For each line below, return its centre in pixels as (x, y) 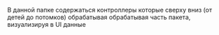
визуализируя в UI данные (47, 24)
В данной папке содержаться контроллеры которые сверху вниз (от (109, 10)
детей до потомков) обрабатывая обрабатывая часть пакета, (99, 17)
